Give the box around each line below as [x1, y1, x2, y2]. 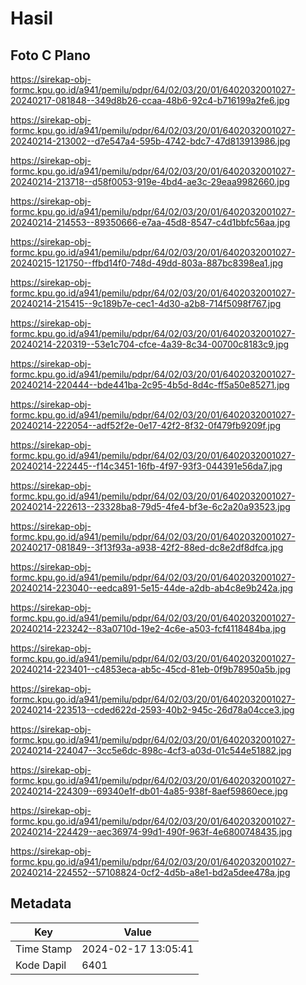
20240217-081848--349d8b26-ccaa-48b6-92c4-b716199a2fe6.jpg [10, 95, 290, 106]
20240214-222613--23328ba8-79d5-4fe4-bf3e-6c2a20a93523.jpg [10, 501, 291, 512]
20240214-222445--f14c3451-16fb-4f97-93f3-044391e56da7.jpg [10, 460, 283, 472]
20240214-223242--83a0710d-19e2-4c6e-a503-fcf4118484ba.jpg [10, 623, 287, 634]
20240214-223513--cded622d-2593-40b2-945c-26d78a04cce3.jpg [10, 704, 295, 716]
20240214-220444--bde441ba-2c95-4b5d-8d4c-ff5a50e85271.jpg [10, 379, 290, 391]
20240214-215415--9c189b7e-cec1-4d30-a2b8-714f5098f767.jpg [10, 298, 282, 309]
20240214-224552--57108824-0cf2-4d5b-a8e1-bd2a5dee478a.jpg [10, 867, 291, 878]
